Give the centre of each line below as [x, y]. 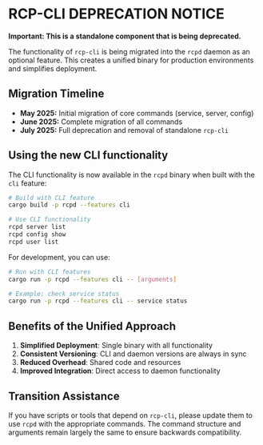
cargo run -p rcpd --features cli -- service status [98, 301]
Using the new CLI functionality [88, 156]
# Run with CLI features [50, 272]
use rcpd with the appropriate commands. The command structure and [125, 423]
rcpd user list [34, 242]
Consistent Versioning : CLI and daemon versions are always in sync [133, 354]
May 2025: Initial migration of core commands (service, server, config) [137, 113]
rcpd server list [37, 227]
